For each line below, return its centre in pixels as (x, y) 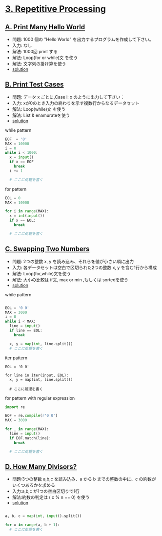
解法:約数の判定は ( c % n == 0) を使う (51, 497)
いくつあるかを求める (33, 485)
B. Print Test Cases (34, 85)
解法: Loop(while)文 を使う (39, 109)
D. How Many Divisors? (41, 466)
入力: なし (22, 45)
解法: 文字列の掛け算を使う (39, 64)
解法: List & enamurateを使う (41, 115)
